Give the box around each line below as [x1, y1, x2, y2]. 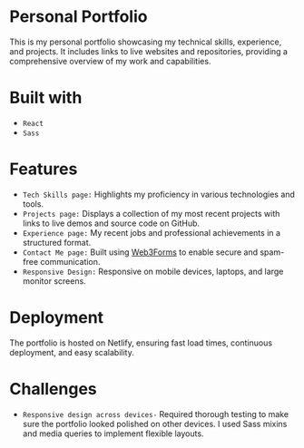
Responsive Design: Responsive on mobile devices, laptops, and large [22, 266, 284, 277]
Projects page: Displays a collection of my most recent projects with [22, 208, 280, 219]
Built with [9, 88, 83, 108]
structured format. [22, 237, 92, 248]
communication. [40, 256, 101, 267]
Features [9, 159, 78, 180]
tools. [22, 198, 44, 209]
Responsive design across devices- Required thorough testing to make [22, 408, 289, 419]
